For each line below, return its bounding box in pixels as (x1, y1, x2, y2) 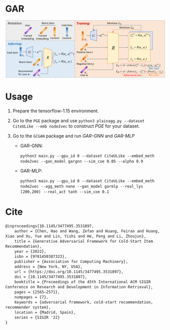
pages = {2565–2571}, (14, 289, 60, 294)
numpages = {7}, (14, 294, 49, 300)
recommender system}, (5, 305, 51, 310)
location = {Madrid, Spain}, (14, 310, 76, 315)
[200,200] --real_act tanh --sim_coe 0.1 (20, 189, 109, 194)
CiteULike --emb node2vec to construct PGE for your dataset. (12, 123, 140, 129)
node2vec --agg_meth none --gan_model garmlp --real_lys (20, 184, 144, 189)
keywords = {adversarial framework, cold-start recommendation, (14, 300, 153, 305)
